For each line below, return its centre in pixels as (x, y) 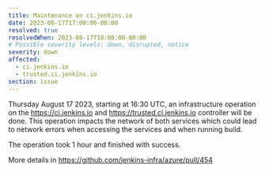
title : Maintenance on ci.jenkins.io (70, 15)
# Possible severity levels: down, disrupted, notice (99, 45)
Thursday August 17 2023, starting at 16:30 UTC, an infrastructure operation (132, 104)
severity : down (33, 52)
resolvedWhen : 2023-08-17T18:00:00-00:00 (78, 37)
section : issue (33, 81)
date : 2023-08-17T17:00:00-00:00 (63, 23)
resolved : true (33, 30)
